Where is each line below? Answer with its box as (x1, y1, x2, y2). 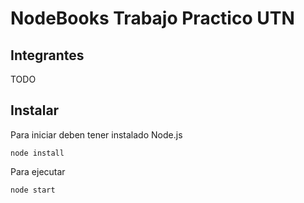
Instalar (10, 102, 60, 119)
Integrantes (10, 47, 85, 64)
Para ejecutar (10, 165, 66, 177)
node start (10, 185, 56, 195)
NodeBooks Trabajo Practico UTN (10, 7, 295, 30)
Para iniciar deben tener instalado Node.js (10, 128, 183, 141)
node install (10, 148, 65, 158)
